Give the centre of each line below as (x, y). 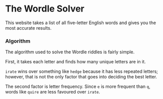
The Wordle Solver (45, 9)
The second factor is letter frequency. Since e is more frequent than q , (78, 86)
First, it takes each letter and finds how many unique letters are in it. (75, 62)
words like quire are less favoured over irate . (53, 92)
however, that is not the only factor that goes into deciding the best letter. (81, 77)
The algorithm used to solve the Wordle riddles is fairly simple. (70, 52)
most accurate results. (28, 28)
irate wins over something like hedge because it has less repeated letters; (82, 71)
